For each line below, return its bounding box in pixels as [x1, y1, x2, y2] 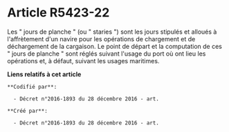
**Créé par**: [7, 107, 48, 114]
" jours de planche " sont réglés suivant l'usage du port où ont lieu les [7, 49, 206, 58]
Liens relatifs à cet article [7, 70, 82, 78]
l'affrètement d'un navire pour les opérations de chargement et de [7, 34, 196, 43]
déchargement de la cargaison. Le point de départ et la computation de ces [7, 42, 223, 50]
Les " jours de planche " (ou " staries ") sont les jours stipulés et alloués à [7, 27, 217, 36]
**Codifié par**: [7, 83, 57, 90]
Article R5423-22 [7, 5, 110, 21]
